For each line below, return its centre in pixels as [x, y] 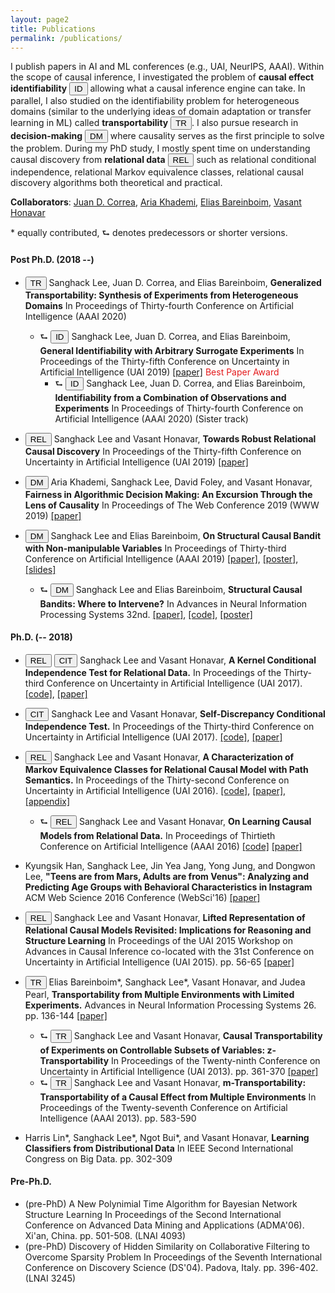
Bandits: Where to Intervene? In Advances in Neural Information [173, 603]
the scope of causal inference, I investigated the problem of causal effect [162, 77]
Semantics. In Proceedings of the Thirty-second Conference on [157, 780]
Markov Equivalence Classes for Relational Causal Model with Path [166, 769]
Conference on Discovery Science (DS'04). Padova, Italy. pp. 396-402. [171, 1267]
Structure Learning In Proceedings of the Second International [153, 1214]
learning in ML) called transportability [89, 123]
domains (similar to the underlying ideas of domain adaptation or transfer [161, 112]
